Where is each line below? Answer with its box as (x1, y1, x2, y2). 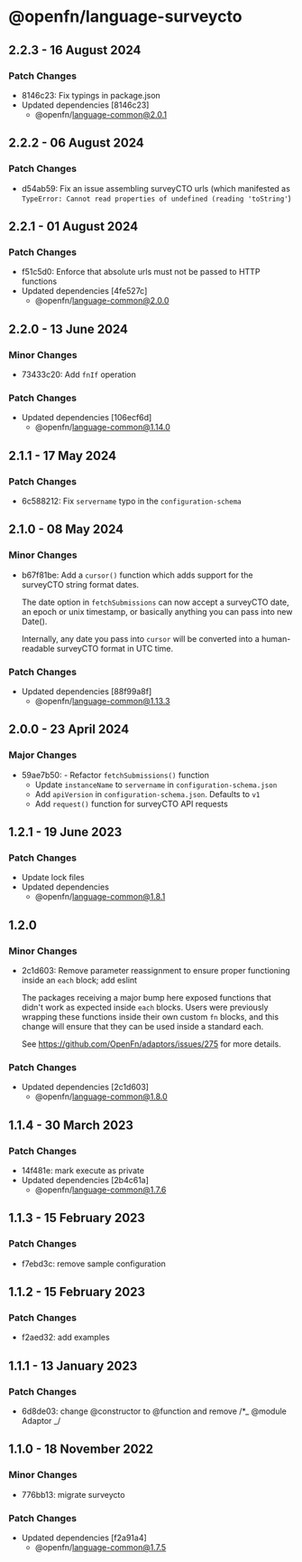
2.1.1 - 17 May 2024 (8, 447, 117, 463)
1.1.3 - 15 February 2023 (8, 1210, 146, 1226)
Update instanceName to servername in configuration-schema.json (34, 779, 278, 790)
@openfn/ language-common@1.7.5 (34, 1542, 167, 1552)
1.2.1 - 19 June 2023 (8, 824, 123, 840)
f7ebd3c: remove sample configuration (21, 1258, 166, 1269)
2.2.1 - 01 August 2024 (8, 219, 139, 234)
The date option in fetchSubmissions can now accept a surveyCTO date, (21, 597, 289, 607)
